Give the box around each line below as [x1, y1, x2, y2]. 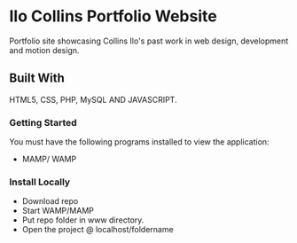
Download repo [21, 196, 79, 207]
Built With [9, 71, 65, 86]
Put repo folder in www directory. [21, 215, 145, 225]
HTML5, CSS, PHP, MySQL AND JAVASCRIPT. [9, 94, 177, 105]
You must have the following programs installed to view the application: [9, 137, 270, 147]
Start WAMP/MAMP [21, 206, 95, 216]
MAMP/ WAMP [21, 153, 77, 165]
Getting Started [9, 116, 77, 129]
